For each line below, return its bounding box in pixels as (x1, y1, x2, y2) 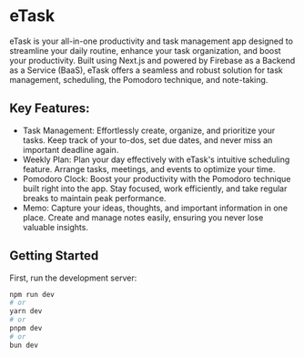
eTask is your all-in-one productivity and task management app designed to (9, 36, 294, 46)
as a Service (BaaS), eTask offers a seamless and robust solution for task (9, 65, 284, 76)
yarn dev (9, 307, 43, 316)
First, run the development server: (9, 272, 137, 283)
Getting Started (9, 248, 99, 264)
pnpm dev (9, 324, 43, 333)
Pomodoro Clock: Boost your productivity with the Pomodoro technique (22, 173, 291, 184)
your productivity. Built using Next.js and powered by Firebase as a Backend (9, 55, 296, 66)
